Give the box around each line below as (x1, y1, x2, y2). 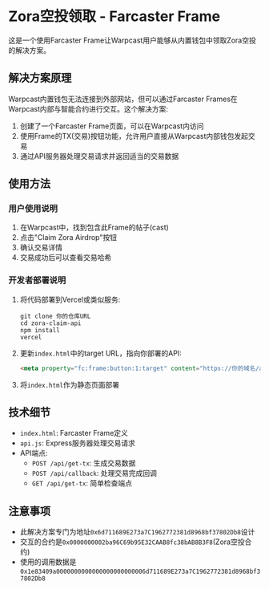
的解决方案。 (8, 45, 50, 55)
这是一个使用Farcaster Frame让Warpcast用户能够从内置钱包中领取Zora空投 (8, 35, 256, 45)
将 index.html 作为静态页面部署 (19, 380, 120, 389)
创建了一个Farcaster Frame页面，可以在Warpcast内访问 (19, 121, 204, 131)
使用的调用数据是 (19, 557, 77, 567)
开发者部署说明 (8, 274, 66, 286)
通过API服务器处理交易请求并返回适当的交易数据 (19, 151, 179, 160)
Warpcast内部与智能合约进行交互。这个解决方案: (8, 104, 169, 113)
